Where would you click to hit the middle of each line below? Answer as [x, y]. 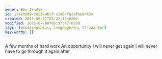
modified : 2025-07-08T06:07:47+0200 [42, 23]
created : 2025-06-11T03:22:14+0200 [41, 19]
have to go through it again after [38, 51]
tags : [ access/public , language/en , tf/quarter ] [56, 28]
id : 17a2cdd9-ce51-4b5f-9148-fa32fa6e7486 [49, 14]
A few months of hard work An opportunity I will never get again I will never [81, 46]
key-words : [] [20, 32]
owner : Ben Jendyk [24, 10]
